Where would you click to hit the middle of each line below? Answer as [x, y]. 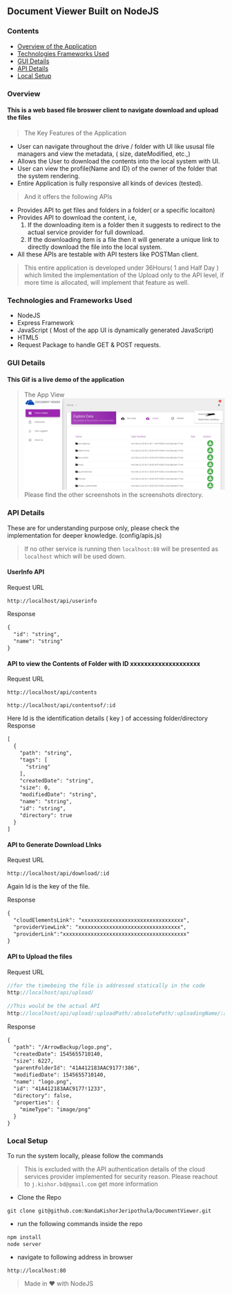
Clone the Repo [39, 1198]
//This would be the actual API [54, 1006]
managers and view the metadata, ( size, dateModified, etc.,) [104, 154]
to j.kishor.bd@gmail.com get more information [91, 1184]
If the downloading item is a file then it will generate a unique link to [123, 239]
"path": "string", [46, 753]
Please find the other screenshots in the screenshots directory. [114, 495]
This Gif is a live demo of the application [66, 379]
